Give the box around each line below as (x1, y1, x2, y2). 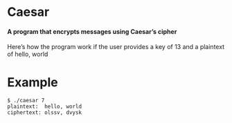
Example (7, 74, 58, 90)
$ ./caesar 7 (7, 97, 45, 104)
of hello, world (7, 50, 48, 59)
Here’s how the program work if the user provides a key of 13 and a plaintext (7, 43, 225, 51)
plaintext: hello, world (7, 103, 82, 111)
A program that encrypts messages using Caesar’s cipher (7, 27, 177, 35)
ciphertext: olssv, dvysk (7, 109, 82, 116)
